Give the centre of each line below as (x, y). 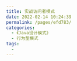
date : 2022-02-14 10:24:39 (39, 17)
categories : (20, 28)
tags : (13, 44)
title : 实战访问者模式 (31, 11)
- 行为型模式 (25, 38)
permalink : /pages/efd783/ (39, 22)
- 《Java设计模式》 (31, 33)
